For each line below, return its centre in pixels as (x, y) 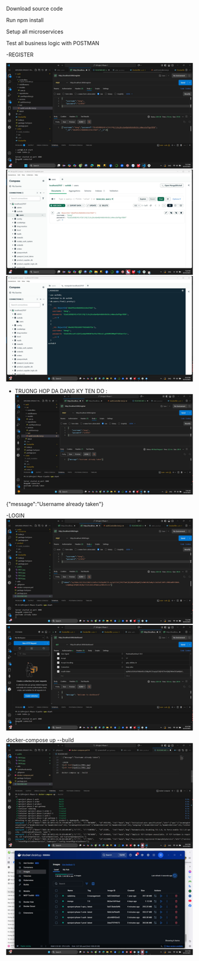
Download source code (35, 9)
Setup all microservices (35, 32)
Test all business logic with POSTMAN (53, 43)
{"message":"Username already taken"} (55, 504)
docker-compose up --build (40, 740)
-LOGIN (15, 515)
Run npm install (25, 20)
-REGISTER (20, 55)
